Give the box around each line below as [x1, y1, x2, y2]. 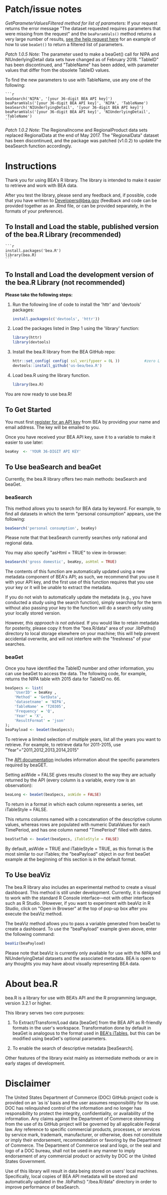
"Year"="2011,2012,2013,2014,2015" [5, 747, 79, 753]
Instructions [5, 160, 57, 172]
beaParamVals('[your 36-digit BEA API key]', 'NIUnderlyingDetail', [5, 109, 151, 114]
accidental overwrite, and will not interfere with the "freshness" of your [5, 636, 151, 642]
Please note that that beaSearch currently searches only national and [5, 535, 147, 541]
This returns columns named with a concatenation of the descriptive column [5, 816, 162, 823]
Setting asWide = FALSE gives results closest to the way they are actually [5, 772, 156, 778]
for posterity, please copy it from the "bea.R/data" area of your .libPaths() [5, 625, 156, 631]
